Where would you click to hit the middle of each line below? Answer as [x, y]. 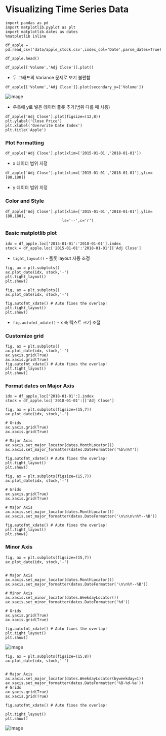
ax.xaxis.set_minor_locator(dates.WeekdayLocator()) [62, 597]
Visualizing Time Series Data [67, 9]
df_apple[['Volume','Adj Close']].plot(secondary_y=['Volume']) [74, 87]
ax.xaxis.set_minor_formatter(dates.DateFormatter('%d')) [68, 602]
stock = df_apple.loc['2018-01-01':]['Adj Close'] [60, 401]
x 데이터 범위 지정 [30, 163]
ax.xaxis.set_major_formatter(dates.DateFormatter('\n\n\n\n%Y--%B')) [81, 516]
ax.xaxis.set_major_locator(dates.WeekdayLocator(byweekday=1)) [74, 679]
